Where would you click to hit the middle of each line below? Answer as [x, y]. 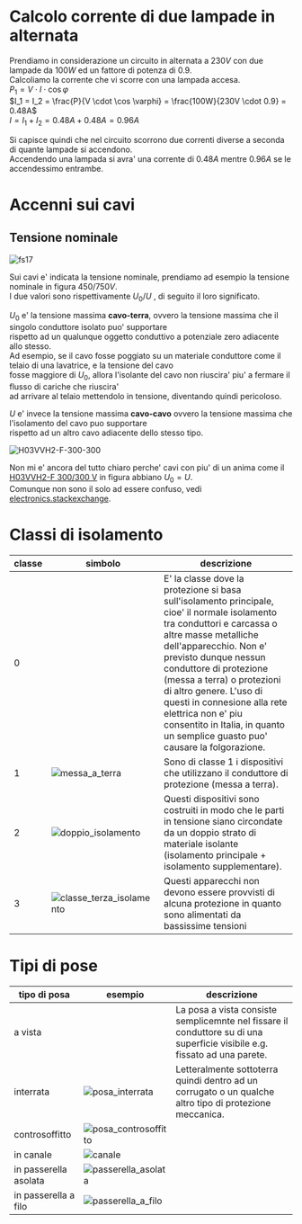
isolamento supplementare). [222, 866]
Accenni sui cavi [72, 205]
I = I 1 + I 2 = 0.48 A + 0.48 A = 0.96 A [74, 121]
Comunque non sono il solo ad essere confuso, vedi [106, 488]
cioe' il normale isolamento [220, 612]
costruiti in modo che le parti [224, 809]
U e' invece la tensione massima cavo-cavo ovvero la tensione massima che [151, 413]
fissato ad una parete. [221, 1054]
